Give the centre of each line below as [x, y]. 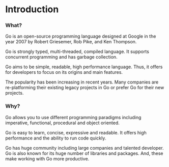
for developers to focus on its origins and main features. [64, 72]
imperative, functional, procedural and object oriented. [62, 123]
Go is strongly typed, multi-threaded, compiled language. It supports [77, 51]
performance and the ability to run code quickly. [56, 138]
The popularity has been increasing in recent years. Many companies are [82, 82]
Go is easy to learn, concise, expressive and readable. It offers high [76, 132]
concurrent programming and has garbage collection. [62, 57]
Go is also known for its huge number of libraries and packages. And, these [84, 153]
